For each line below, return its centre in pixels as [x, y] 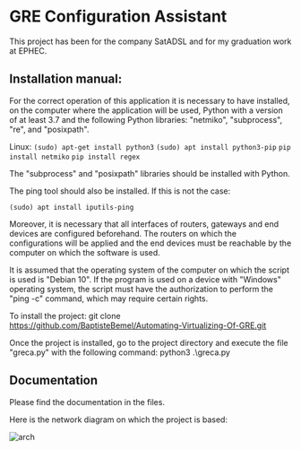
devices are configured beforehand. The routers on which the [123, 233]
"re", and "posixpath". [49, 129]
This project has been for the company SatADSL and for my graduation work [150, 41]
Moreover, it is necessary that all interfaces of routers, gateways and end [144, 224]
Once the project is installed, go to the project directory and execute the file [149, 342]
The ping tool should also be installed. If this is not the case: [120, 191]
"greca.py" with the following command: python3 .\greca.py [120, 352]
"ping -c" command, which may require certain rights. [109, 299]
